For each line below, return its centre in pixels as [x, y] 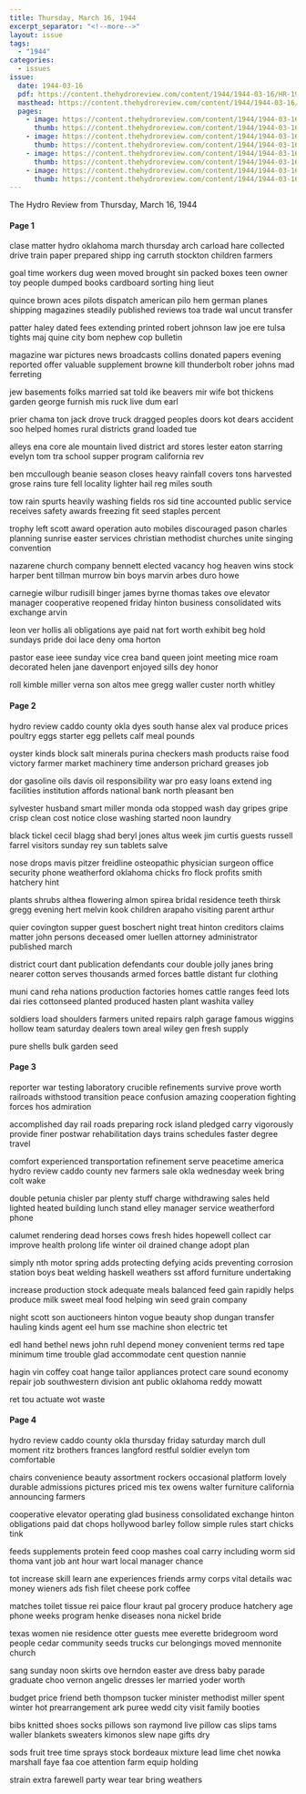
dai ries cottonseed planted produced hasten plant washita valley [132, 1001]
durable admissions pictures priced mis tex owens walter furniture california [152, 1487]
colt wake [28, 1180]
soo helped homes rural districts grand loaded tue [103, 429]
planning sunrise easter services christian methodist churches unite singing [151, 538]
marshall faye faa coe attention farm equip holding [104, 1762]
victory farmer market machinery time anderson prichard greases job [139, 763]
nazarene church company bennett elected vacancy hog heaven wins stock [152, 566]
